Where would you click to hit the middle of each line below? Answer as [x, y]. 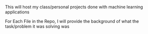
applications [17, 12]
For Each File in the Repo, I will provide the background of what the [72, 21]
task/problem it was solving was [37, 26]
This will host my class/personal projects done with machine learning [74, 7]
